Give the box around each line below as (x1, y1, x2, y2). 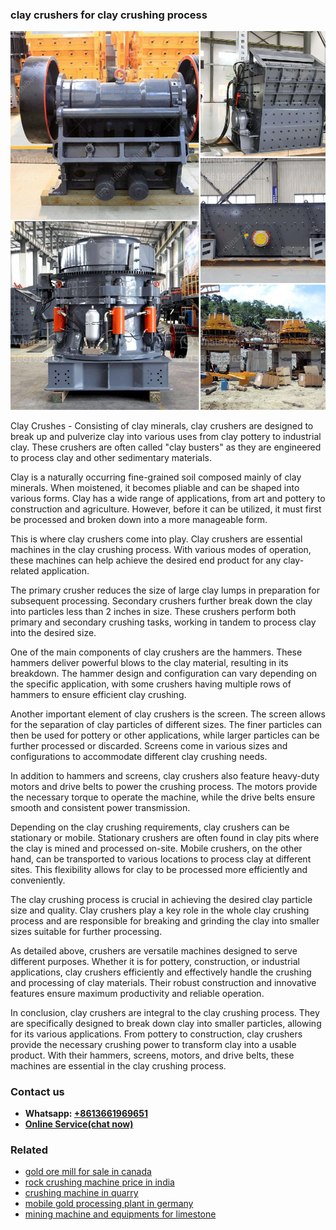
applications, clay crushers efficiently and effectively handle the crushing (10, 966, 312, 978)
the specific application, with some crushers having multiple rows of (10, 678, 292, 690)
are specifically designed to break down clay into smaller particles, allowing (10, 1017, 322, 1029)
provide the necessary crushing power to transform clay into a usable (10, 1038, 297, 1050)
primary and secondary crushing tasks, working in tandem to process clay (10, 616, 317, 628)
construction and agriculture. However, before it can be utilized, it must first (10, 503, 322, 515)
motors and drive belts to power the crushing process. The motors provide (10, 780, 318, 792)
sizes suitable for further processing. (10, 925, 163, 937)
